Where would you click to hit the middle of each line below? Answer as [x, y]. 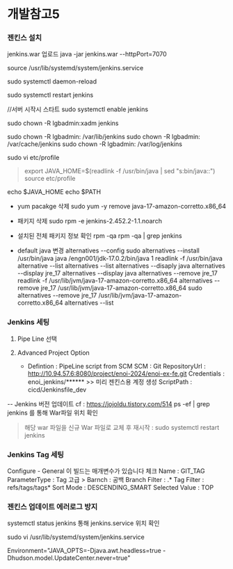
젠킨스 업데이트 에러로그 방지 [53, 507]
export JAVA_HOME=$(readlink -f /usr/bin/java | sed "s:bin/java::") [120, 171]
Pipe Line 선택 [37, 339]
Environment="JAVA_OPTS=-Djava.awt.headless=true [84, 551]
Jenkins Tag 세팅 [36, 454]
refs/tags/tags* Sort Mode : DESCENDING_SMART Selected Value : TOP [111, 488]
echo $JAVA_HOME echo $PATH [54, 192]
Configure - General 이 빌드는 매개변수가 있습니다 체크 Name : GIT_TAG [106, 471]
